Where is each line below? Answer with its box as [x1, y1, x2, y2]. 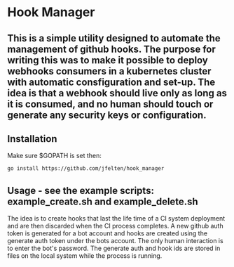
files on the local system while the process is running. [7, 252, 163, 260]
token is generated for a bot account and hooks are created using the [7, 229, 208, 237]
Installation [7, 133, 57, 145]
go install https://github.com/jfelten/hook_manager [7, 165, 165, 172]
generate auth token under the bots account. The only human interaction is [7, 237, 223, 245]
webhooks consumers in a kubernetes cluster [7, 65, 212, 77]
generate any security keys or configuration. [7, 109, 207, 121]
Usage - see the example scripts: [7, 184, 154, 197]
